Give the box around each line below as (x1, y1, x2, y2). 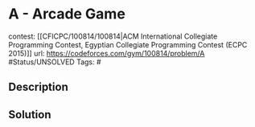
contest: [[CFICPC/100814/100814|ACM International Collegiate (8, 31, 218, 41)
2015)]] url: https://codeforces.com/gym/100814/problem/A (8, 48, 205, 58)
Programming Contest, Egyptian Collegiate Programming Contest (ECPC (8, 39, 248, 49)
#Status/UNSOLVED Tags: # (8, 57, 102, 67)
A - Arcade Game (8, 5, 126, 23)
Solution (8, 108, 51, 121)
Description (8, 80, 68, 94)
